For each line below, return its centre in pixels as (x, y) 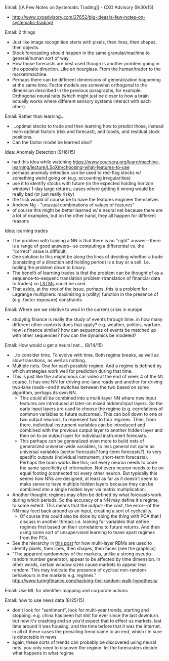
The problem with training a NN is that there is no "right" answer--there (86, 240)
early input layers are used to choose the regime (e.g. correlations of (91, 409)
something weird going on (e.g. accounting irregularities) (71, 178)
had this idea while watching (42, 162)
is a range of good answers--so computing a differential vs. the (78, 246)
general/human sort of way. (41, 58)
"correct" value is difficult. (39, 251)
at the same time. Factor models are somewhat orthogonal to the (79, 85)
